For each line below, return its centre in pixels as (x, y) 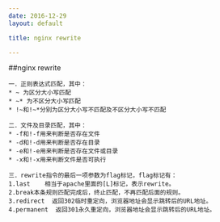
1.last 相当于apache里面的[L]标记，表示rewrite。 (92, 184)
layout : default (36, 23)
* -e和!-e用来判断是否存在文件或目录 (63, 151)
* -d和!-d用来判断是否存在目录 (54, 143)
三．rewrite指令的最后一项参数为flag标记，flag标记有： (93, 176)
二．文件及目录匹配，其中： (48, 126)
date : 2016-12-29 (38, 16)
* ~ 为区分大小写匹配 (40, 93)
